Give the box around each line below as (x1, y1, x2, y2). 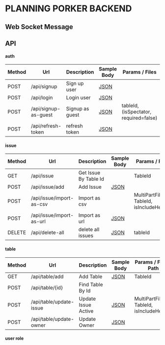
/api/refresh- (31, 123, 61, 130)
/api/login (31, 94, 53, 101)
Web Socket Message (5, 23, 73, 31)
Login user (66, 94, 91, 101)
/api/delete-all (31, 229, 65, 236)
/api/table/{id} (31, 284, 63, 291)
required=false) (121, 114, 158, 121)
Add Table (79, 273, 103, 280)
